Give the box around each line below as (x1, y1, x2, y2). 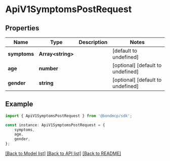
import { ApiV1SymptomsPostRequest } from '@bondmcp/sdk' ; (5, 113, 133, 118)
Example (5, 100, 33, 108)
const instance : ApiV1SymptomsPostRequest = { (5, 123, 105, 128)
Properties (5, 24, 39, 32)
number (38, 65, 59, 72)
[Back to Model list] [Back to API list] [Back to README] (5, 150, 121, 156)
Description (78, 39, 108, 46)
